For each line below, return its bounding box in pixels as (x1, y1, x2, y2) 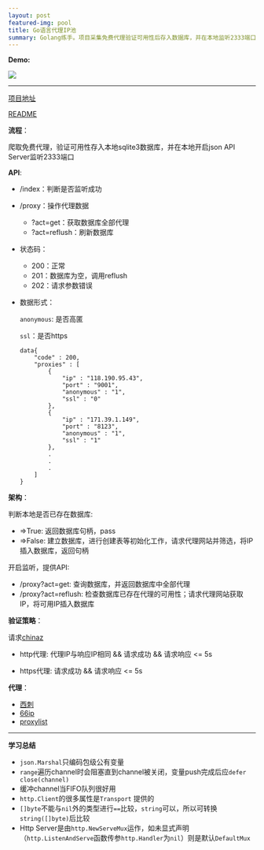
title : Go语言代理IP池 (8, 26, 77, 34)
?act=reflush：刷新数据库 (31, 228, 114, 237)
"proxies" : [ (34, 360, 80, 369)
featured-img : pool (8, 19, 72, 27)
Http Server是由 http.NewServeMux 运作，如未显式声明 (19, 823, 190, 833)
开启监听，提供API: (8, 563, 70, 572)
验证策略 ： (8, 616, 43, 625)
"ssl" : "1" (61, 437, 101, 445)
